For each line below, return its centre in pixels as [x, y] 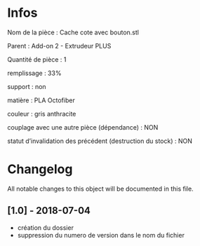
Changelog [40, 169]
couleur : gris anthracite [42, 114]
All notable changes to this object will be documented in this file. [101, 189]
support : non [27, 86]
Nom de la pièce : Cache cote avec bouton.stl [73, 32]
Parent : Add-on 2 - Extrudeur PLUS [59, 46]
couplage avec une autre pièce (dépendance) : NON [83, 127]
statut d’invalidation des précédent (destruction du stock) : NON [100, 141]
